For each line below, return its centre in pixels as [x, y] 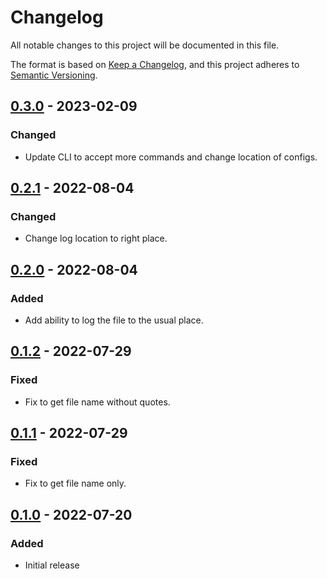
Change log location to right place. [96, 238]
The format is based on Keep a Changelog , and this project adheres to [155, 64]
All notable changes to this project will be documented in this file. [145, 45]
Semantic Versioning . [54, 75]
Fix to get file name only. [75, 483]
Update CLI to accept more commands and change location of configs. [171, 157]
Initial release [52, 565]
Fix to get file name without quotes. [97, 402]
